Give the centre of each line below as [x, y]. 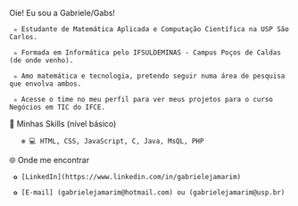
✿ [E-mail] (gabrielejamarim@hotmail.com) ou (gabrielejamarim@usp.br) [149, 193]
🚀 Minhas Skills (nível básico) [63, 124]
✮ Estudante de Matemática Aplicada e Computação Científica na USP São [151, 29]
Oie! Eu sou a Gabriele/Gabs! [62, 13]
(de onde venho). [41, 61]
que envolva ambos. [46, 84]
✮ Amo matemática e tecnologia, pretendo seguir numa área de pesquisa [149, 76]
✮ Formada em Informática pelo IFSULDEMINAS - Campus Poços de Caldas [147, 53]
